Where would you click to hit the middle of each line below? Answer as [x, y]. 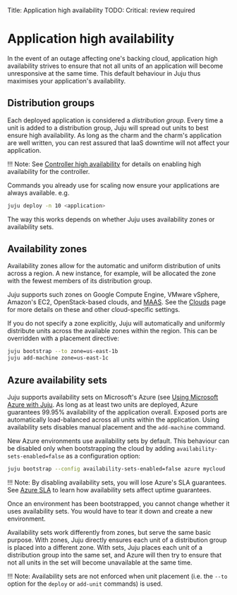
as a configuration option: [103, 456]
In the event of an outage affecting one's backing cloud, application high [113, 58]
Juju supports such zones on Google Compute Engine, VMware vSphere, [114, 295]
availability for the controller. [49, 171]
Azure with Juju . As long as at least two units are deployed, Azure [103, 405]
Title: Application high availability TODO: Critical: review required [101, 10]
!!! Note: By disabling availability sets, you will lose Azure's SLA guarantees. [117, 482]
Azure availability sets [57, 380]
